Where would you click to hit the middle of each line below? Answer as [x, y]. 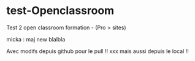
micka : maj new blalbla [36, 39]
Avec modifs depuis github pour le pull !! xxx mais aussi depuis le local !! [97, 51]
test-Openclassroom [60, 11]
